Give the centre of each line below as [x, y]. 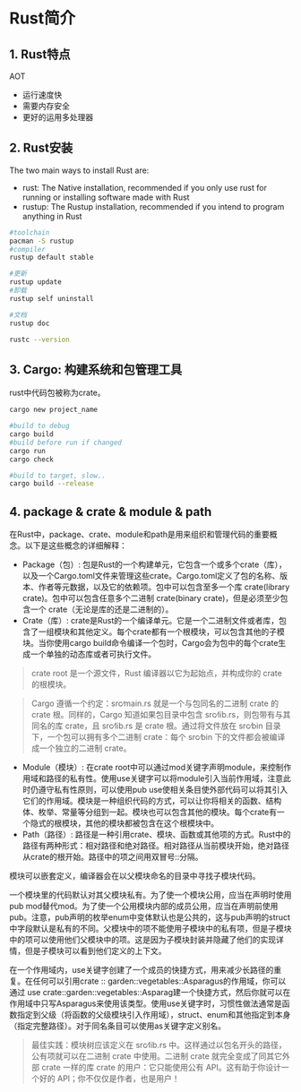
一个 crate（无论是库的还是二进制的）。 [102, 609]
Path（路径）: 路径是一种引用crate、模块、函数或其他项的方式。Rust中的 [156, 835]
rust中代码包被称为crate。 [57, 393]
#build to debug [39, 426]
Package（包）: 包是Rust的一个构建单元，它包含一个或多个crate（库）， [154, 564]
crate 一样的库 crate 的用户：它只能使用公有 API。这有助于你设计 [162, 1068]
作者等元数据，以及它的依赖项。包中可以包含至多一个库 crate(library [164, 587]
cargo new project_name [54, 410]
